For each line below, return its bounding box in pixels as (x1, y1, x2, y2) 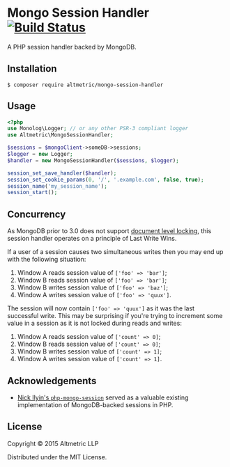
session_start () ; (7, 189, 58, 196)
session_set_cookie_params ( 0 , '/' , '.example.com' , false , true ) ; (7, 176, 204, 183)
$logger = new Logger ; (7, 151, 73, 158)
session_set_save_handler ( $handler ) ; (7, 169, 117, 177)
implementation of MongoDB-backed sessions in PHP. (17, 400, 174, 409)
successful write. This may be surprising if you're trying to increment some (7, 312, 223, 320)
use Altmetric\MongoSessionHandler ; (7, 132, 114, 138)
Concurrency (7, 208, 66, 220)
